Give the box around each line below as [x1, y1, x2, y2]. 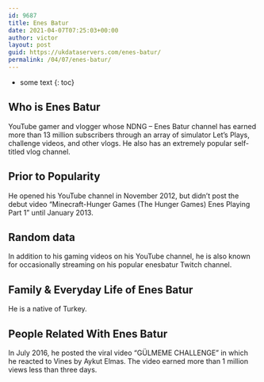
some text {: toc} [19, 77, 75, 87]
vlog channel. [26, 147, 71, 156]
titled [8, 147, 25, 156]
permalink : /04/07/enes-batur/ [8, 56, 112, 64]
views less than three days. [8, 365, 98, 374]
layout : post [8, 41, 52, 49]
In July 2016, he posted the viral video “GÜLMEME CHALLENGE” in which [8, 348, 248, 357]
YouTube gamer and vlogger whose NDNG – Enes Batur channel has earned [8, 121, 257, 131]
